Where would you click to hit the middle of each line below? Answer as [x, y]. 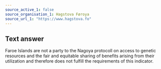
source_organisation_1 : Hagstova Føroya [47, 14]
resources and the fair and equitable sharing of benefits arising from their [80, 56]
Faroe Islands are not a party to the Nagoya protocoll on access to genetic [81, 51]
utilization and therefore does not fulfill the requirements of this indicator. [80, 61]
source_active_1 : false [30, 10]
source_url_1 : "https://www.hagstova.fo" [48, 19]
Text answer [25, 39]
